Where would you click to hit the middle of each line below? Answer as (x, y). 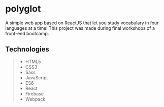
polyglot (23, 9)
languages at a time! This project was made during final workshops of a (80, 28)
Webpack (35, 99)
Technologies (27, 49)
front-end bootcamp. (27, 33)
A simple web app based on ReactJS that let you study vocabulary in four (82, 23)
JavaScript (37, 77)
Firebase (35, 93)
